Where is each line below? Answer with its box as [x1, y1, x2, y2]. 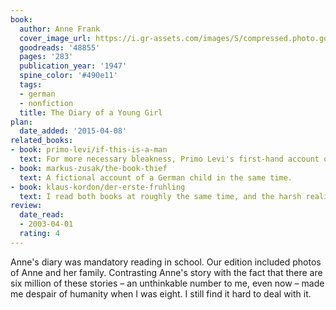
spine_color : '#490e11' [19, 71, 118, 81]
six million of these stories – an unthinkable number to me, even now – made [10, 277, 325, 289]
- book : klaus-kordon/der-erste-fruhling [10, 182, 186, 192]
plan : [10, 117, 33, 127]
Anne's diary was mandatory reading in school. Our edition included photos [10, 256, 322, 268]
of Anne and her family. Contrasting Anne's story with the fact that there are [10, 266, 323, 278]
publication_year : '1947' [19, 61, 128, 71]
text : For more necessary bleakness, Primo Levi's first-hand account [19, 154, 320, 164]
